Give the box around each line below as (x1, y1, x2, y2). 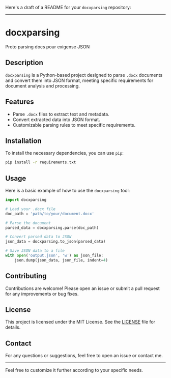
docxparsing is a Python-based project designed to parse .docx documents (5, 72, 163, 78)
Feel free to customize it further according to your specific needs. (5, 367, 144, 373)
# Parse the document (5, 220, 51, 225)
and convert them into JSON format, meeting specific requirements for (5, 77, 154, 83)
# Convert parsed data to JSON (5, 234, 72, 240)
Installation (5, 136, 42, 145)
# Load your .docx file (5, 206, 56, 212)
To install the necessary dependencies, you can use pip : (5, 150, 124, 156)
